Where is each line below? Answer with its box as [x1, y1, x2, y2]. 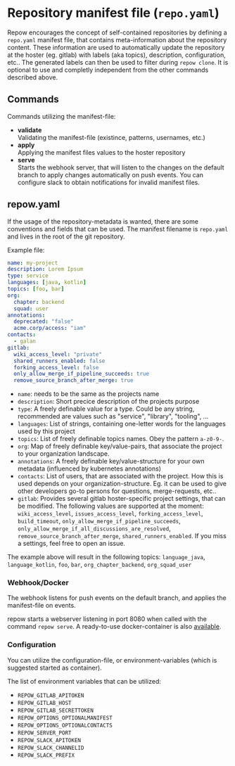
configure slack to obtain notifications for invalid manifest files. [17, 178, 201, 186]
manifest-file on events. [7, 601, 76, 610]
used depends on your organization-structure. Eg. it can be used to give [17, 480, 227, 488]
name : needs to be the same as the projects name [17, 390, 160, 398]
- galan [13, 338, 37, 345]
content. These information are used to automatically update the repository [7, 43, 225, 51]
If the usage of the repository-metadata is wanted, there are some [7, 217, 199, 226]
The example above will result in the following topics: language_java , [7, 553, 205, 561]
